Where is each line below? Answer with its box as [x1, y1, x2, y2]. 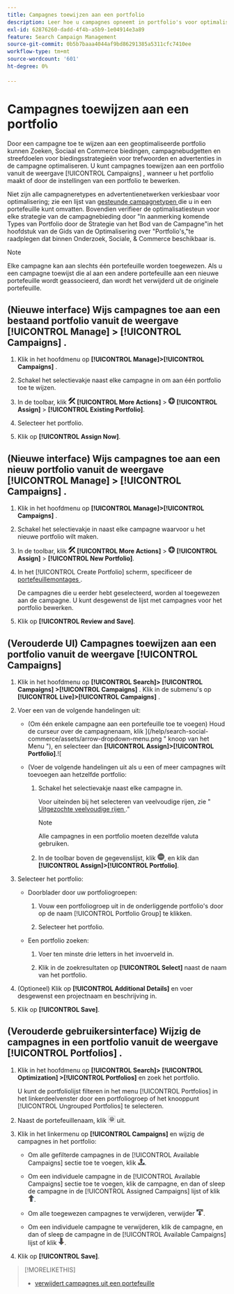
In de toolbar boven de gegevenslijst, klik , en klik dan [38, 854, 199, 862]
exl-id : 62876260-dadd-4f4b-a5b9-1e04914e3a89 [7, 26, 145, 33]
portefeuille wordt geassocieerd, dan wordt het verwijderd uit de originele [7, 276, 219, 284]
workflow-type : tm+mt [7, 48, 70, 55]
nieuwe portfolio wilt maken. [17, 532, 99, 541]
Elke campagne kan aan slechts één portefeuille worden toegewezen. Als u [7, 261, 223, 270]
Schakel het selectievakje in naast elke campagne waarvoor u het [17, 525, 205, 534]
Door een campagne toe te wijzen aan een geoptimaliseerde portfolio [7, 139, 206, 147]
